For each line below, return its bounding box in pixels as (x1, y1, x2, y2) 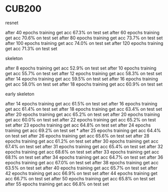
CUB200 (5, 3, 42, 15)
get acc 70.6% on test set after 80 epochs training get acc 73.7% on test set (5, 35, 163, 41)
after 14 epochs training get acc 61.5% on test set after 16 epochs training (5, 100, 157, 106)
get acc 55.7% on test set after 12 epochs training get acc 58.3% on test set (5, 70, 162, 76)
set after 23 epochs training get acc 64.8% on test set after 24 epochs (5, 122, 151, 128)
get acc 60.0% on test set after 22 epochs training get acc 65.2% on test (5, 116, 156, 122)
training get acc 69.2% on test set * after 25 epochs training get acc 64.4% (5, 127, 161, 134)
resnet (5, 20, 19, 26)
